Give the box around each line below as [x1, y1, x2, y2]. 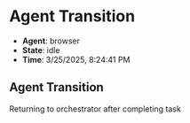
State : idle [21, 44, 60, 55]
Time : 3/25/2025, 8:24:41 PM [21, 54, 131, 65]
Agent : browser [21, 35, 80, 46]
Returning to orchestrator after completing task [9, 104, 182, 114]
